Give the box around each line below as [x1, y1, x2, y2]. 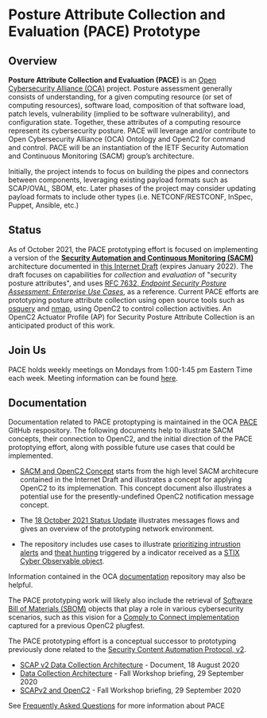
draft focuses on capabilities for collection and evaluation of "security [8, 270, 237, 279]
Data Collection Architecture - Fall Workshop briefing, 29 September [19, 669, 245, 678]
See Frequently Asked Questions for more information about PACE [8, 701, 225, 711]
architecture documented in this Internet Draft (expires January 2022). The [8, 261, 253, 271]
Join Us [8, 343, 47, 357]
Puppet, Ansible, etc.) [8, 200, 79, 210]
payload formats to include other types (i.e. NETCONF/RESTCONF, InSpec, [8, 192, 253, 201]
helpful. [8, 580, 33, 590]
